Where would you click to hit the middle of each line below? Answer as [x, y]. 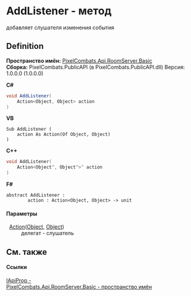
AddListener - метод [59, 11]
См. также [27, 252]
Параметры [22, 214]
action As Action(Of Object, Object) [64, 135]
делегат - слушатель [47, 233]
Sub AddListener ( [29, 129]
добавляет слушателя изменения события [60, 27]
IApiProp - [19, 280]
